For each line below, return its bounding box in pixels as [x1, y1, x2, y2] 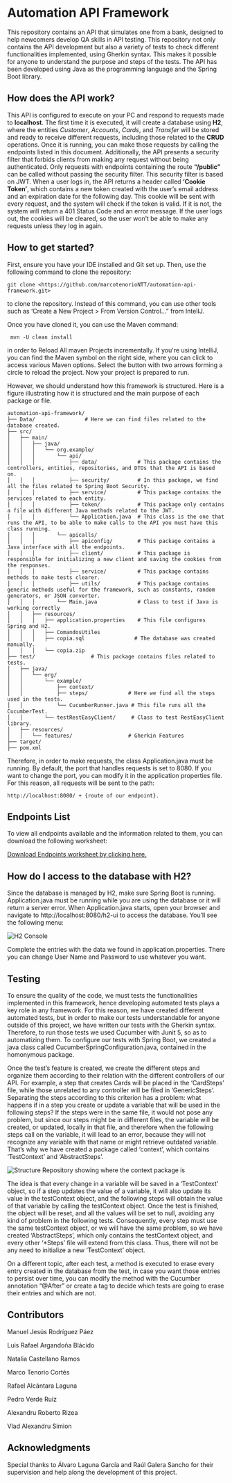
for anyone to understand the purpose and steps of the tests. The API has [7, 57, 217, 65]
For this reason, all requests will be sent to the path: [7, 779, 154, 787]
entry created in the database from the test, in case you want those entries [7, 1267, 221, 1275]
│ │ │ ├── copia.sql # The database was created [7, 635, 215, 642]
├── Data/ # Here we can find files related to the [7, 416, 206, 423]
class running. [7, 525, 51, 533]
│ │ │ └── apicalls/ [7, 531, 98, 538]
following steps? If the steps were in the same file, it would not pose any [7, 1108, 213, 1117]
